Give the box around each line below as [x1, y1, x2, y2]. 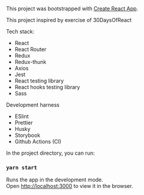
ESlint [14, 113, 29, 120]
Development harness [6, 101, 60, 108]
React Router [14, 46, 47, 53]
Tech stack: [6, 28, 34, 35]
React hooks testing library [14, 84, 80, 91]
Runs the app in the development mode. [6, 176, 103, 183]
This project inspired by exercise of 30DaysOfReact [6, 17, 132, 23]
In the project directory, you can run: [6, 149, 95, 156]
